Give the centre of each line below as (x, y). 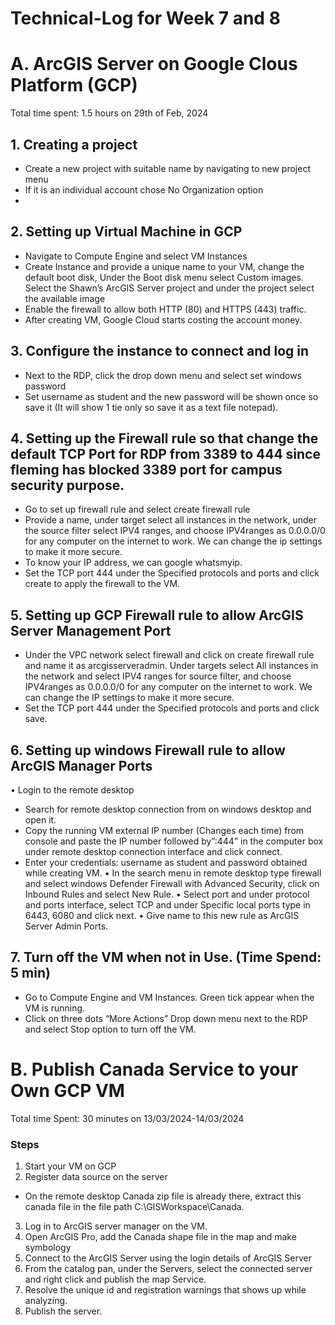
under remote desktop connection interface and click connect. (153, 851)
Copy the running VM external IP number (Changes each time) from (164, 830)
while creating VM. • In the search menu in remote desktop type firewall (173, 873)
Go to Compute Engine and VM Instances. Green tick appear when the (169, 997)
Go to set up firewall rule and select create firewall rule (137, 509)
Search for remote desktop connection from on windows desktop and (168, 809)
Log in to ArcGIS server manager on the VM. (116, 1226)
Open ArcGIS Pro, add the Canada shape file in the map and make (160, 1237)
